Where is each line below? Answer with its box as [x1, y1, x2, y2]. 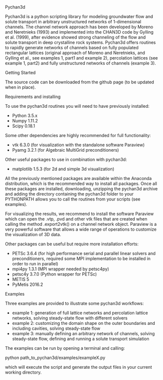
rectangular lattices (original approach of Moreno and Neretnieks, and [5, 50, 145, 56]
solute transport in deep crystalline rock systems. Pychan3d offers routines [5, 40, 156, 45]
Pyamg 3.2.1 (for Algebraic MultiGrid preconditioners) [12, 147, 119, 153]
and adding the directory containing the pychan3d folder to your [5, 191, 134, 197]
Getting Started [5, 70, 36, 75]
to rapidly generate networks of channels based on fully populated [5, 45, 139, 50]
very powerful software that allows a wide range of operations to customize [5, 226, 157, 232]
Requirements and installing [5, 94, 61, 100]
